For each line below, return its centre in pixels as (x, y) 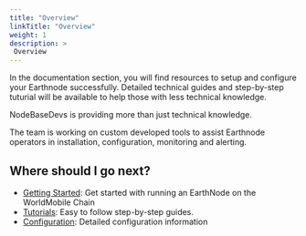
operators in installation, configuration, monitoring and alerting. (128, 142)
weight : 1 (28, 35)
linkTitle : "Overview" (53, 26)
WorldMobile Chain (59, 202)
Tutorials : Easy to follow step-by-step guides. (108, 211)
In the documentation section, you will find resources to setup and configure (153, 77)
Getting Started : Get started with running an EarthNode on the (139, 192)
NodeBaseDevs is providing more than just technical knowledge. (131, 115)
